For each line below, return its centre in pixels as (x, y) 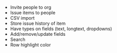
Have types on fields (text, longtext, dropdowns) (61, 29)
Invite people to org (31, 7)
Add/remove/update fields (38, 34)
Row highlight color (30, 45)
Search (18, 39)
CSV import (22, 18)
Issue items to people (33, 13)
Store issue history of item (38, 23)
